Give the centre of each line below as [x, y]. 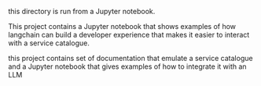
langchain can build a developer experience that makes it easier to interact [129, 35]
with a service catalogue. [49, 43]
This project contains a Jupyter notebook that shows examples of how [122, 26]
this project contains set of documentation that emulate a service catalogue [130, 58]
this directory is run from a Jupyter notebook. [82, 11]
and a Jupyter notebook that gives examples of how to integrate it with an [127, 66]
